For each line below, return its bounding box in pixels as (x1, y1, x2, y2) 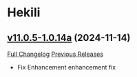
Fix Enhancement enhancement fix (17, 63, 116, 71)
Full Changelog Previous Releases (7, 50, 104, 58)
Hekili (7, 5, 41, 20)
